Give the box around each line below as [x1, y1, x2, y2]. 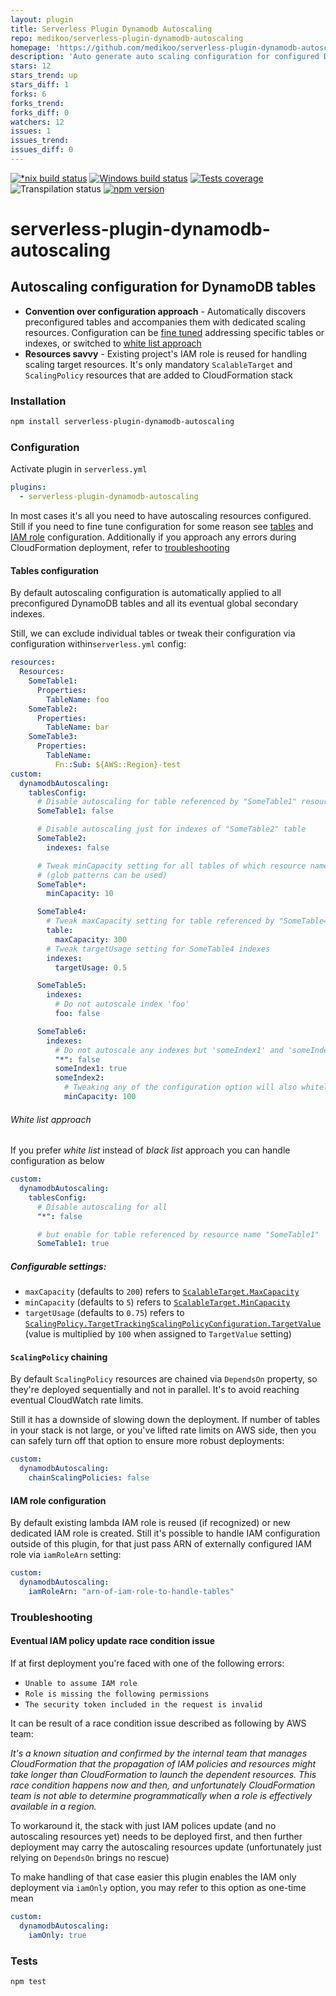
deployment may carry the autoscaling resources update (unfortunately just [10, 1841, 322, 1853]
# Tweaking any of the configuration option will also [63, 1082, 298, 1093]
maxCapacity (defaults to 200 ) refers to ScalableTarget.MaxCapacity [24, 1286, 300, 1298]
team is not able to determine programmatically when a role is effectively [10, 1790, 313, 1801]
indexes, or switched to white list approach [24, 337, 202, 349]
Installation [10, 394, 67, 408]
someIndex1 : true [54, 1064, 128, 1074]
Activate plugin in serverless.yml [10, 463, 148, 475]
